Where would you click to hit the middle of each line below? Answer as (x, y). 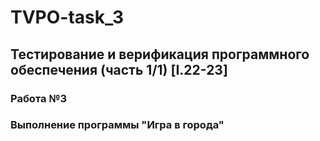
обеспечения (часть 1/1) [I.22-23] (119, 69)
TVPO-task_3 (67, 17)
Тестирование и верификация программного (160, 54)
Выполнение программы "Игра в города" (117, 125)
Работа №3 (38, 98)
